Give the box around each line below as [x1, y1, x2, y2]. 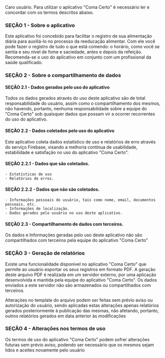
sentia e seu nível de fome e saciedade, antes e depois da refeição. [5, 49, 142, 55]
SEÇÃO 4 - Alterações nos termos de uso [5, 325, 106, 332]
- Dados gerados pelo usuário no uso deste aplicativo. [5, 211, 123, 215]
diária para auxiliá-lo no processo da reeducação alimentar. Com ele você [5, 38, 156, 44]
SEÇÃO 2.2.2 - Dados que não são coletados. [5, 186, 100, 193]
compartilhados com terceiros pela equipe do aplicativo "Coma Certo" [5, 237, 148, 243]
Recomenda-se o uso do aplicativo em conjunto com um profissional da [5, 54, 152, 60]
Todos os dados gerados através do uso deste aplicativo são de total [5, 95, 146, 101]
